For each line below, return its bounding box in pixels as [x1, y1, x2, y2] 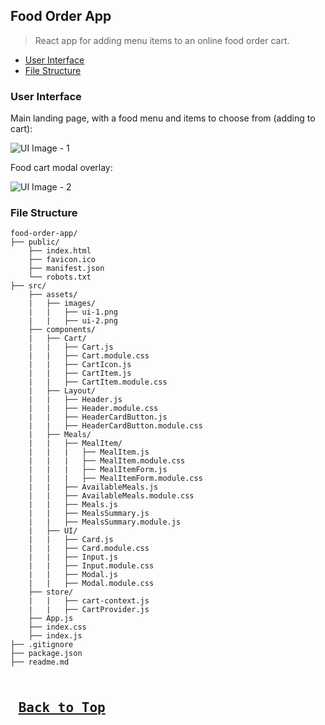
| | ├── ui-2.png [28, 316, 118, 326]
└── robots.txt [28, 272, 92, 283]
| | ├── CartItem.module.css [28, 377, 168, 388]
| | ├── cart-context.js [28, 596, 150, 606]
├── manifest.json [28, 264, 105, 274]
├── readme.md [10, 657, 70, 668]
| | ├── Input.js [28, 552, 118, 563]
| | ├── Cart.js [28, 342, 114, 353]
